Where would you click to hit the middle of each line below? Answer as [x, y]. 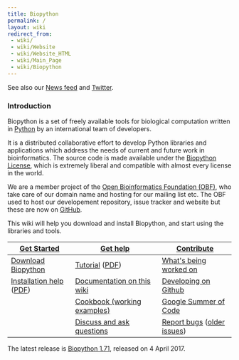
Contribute [195, 248]
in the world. [26, 173]
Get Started [39, 248]
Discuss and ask [102, 322]
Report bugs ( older [193, 322]
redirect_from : [30, 34]
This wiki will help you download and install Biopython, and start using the [116, 223]
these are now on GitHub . [45, 209]
